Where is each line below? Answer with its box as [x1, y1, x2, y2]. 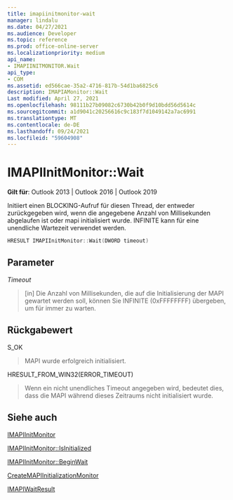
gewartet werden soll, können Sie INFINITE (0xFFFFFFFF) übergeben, [24, 296, 226, 305]
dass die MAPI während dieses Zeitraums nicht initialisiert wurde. [24, 391, 214, 400]
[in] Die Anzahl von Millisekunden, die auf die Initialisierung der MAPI [24, 289, 225, 297]
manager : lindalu [7, 17, 58, 24]
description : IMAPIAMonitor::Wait [7, 88, 109, 96]
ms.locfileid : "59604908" [7, 134, 83, 141]
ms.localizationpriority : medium [7, 50, 105, 57]
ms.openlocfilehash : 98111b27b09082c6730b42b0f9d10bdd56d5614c [7, 102, 197, 109]
